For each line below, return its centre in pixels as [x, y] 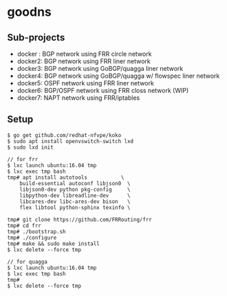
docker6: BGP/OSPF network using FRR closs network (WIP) [103, 91]
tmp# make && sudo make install [53, 244]
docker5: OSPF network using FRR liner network [86, 83]
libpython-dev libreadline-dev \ [75, 195]
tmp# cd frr [24, 225]
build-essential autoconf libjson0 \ [75, 183]
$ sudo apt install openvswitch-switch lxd [71, 141]
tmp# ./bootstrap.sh [37, 231]
